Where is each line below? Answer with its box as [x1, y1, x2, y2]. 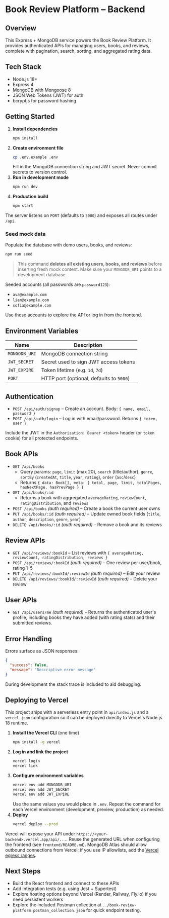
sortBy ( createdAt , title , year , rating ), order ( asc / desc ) [20, 474, 136, 480]
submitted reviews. [12, 620, 52, 626]
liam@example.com [12, 298, 49, 303]
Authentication [5, 392, 54, 401]
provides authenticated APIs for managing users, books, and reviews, [5, 43, 150, 49]
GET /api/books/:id [12, 490, 54, 495]
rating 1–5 [12, 565, 33, 571]
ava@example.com [12, 292, 47, 298]
